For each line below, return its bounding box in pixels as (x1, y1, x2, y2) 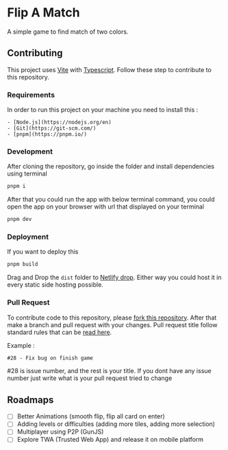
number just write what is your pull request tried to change (7, 374, 173, 382)
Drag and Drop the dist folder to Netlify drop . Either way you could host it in (7, 273, 222, 282)
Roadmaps (7, 394, 54, 405)
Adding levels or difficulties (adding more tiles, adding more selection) (16, 420, 216, 428)
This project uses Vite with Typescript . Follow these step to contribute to (7, 65, 212, 73)
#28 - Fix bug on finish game (7, 355, 94, 362)
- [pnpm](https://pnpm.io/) (7, 131, 88, 138)
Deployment (7, 232, 49, 241)
